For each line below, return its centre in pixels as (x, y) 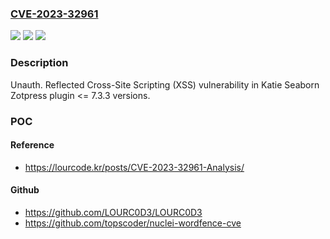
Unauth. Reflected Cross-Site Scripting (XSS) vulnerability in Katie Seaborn (165, 84)
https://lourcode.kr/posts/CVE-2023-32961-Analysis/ (134, 167)
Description (39, 63)
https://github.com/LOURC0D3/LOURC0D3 (113, 212)
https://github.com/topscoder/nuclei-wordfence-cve (133, 223)
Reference (32, 145)
